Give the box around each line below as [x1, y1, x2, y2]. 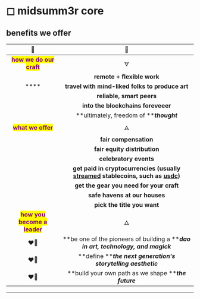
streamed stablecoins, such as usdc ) [73, 172, 180, 180]
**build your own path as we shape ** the [67, 269, 186, 277]
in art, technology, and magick [82, 243, 171, 250]
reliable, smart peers [96, 92, 157, 100]
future [117, 276, 136, 285]
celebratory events [99, 155, 155, 163]
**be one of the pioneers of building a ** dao [62, 235, 191, 243]
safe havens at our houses [88, 191, 165, 199]
